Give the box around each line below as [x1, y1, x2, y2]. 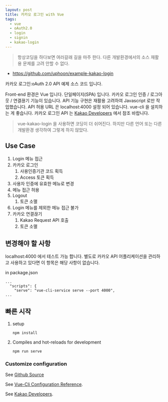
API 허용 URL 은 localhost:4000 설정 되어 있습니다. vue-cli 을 [27, 103, 150, 110]
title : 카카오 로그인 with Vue [5, 12, 64, 17]
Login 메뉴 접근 [12, 155, 43, 161]
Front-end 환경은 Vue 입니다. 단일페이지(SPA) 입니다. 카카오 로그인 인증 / [5, 91, 149, 97]
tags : [5, 16, 16, 21]
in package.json [5, 270, 38, 276]
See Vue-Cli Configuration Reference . [5, 382, 83, 388]
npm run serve [12, 349, 42, 354]
